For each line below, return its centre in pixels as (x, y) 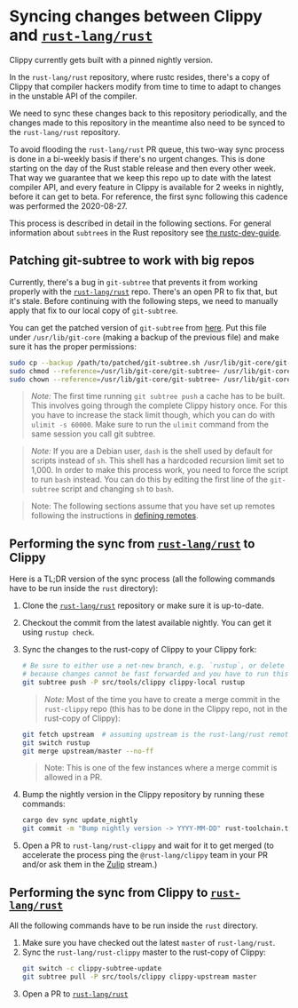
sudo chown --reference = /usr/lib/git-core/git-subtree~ (114, 380)
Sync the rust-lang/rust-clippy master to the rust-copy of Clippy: (144, 952)
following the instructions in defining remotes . (114, 516)
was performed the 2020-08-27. (68, 205)
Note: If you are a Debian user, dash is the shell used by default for (152, 452)
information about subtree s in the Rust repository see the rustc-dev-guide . (145, 232)
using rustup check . (58, 632)
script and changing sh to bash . (118, 489)
